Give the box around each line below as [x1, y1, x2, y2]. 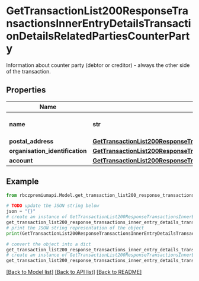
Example [6, 177, 39, 187]
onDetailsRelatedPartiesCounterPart [6, 30, 190, 43]
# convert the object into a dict [6, 241, 92, 247]
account [9, 156, 33, 164]
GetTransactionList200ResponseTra [6, 4, 188, 18]
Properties [6, 85, 46, 95]
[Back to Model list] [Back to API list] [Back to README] [6, 269, 142, 276]
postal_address [9, 137, 54, 145]
